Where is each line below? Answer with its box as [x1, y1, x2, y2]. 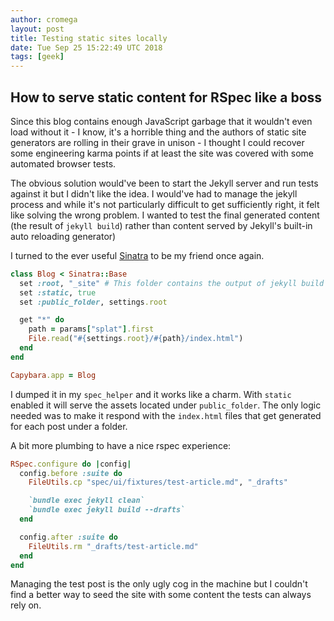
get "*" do [19, 315, 65, 325]
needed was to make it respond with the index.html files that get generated [10, 409, 322, 421]
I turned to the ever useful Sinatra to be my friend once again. [10, 249, 265, 261]
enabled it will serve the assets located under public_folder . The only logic [10, 399, 322, 411]
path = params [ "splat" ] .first [28, 324, 155, 335]
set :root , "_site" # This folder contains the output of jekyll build [19, 278, 325, 288]
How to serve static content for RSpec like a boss [10, 89, 323, 106]
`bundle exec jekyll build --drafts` [28, 505, 186, 515]
